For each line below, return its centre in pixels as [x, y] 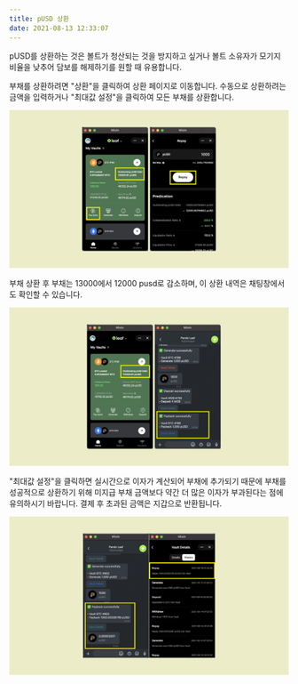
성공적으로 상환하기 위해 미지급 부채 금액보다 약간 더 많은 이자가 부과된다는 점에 [146, 493]
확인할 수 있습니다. [50, 294]
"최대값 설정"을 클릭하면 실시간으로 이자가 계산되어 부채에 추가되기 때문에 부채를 [148, 481]
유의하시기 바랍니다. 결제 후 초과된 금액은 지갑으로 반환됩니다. [116, 503]
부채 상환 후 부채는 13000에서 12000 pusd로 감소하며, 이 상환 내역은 [128, 284]
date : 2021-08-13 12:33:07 [59, 28]
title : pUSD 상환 [39, 19]
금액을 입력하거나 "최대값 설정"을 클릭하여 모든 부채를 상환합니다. [122, 97]
